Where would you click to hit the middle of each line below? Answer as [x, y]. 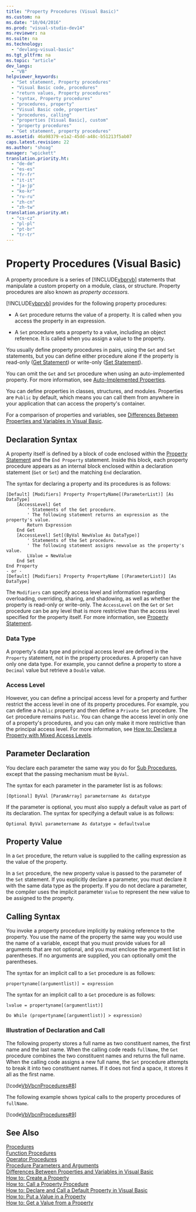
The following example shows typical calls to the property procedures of [94, 1097]
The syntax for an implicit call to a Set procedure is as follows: [81, 973]
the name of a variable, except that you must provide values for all [86, 943]
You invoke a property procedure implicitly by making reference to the [90, 931]
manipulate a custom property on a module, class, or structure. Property [93, 286]
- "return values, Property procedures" [61, 93]
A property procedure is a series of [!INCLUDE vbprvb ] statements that [91, 280]
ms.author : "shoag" [30, 147]
